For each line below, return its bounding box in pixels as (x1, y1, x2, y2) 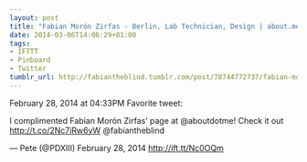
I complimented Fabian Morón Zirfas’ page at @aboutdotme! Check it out (9, 115, 284, 126)
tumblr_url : (9, 73, 55, 82)
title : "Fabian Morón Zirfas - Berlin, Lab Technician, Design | (9, 22, 263, 31)
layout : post (9, 13, 59, 23)
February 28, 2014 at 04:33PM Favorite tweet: (9, 97, 183, 108)
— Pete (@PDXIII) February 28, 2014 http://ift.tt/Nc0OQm (9, 142, 224, 153)
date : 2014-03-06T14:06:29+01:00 (9, 30, 137, 39)
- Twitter (9, 65, 48, 74)
